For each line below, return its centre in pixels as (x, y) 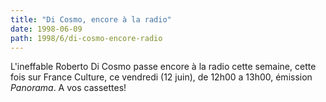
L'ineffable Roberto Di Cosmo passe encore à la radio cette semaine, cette (163, 67)
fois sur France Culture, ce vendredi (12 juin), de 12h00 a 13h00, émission (161, 77)
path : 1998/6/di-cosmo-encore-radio (86, 38)
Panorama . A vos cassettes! (68, 88)
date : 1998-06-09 (46, 29)
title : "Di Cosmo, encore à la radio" (91, 19)
